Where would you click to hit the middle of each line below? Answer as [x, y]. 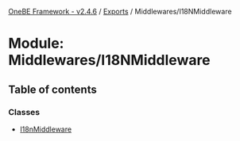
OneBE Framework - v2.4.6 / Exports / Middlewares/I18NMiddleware [120, 11]
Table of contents [52, 89]
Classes [24, 112]
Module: [36, 44]
